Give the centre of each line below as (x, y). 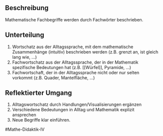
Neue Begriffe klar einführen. (41, 120)
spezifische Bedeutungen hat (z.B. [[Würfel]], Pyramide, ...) (72, 67)
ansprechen (24, 115)
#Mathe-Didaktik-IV (25, 129)
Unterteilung (25, 35)
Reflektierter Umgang (38, 93)
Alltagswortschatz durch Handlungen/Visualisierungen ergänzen (77, 104)
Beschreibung (27, 8)
